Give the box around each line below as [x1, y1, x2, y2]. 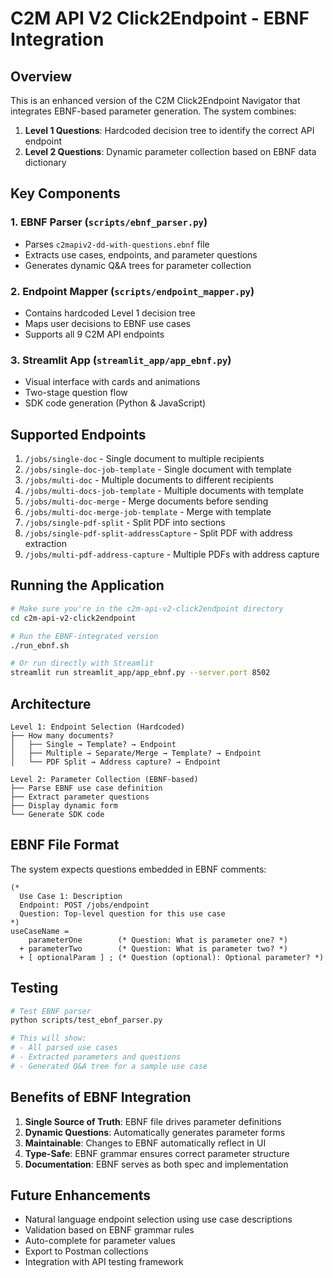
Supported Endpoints [10, 426, 147, 443]
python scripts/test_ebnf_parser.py [10, 1015, 163, 1026]
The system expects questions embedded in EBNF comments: [10, 863, 267, 875]
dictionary [24, 157, 67, 168]
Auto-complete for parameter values [24, 1235, 176, 1247]
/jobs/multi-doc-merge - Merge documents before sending [24, 495, 269, 507]
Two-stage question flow [24, 387, 128, 399]
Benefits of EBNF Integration [10, 1089, 192, 1106]
